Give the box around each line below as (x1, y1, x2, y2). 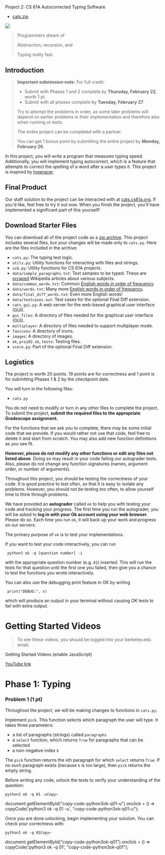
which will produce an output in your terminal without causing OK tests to (5, 598, 154, 604)
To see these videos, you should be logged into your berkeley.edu (17, 637, 151, 642)
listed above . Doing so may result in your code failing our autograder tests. (5, 456, 158, 462)
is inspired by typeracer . (5, 169, 54, 174)
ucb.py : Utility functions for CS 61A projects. (12, 265, 102, 271)
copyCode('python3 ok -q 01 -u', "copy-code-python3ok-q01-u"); (5, 806, 139, 812)
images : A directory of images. (12, 333, 73, 339)
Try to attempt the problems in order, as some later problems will (17, 109, 149, 115)
